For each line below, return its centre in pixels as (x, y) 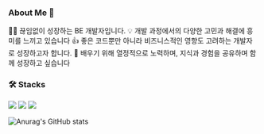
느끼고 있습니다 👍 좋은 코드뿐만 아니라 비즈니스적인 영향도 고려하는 (127, 41)
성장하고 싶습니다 (43, 63)
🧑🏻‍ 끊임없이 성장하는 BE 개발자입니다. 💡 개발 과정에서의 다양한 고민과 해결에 (126, 31)
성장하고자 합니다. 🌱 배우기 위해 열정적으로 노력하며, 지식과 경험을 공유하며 (132, 53)
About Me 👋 (31, 13)
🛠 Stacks (27, 85)
